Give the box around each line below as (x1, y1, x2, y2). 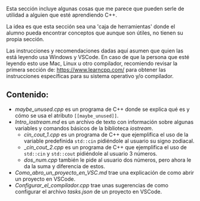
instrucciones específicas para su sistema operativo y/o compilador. (6, 73, 174, 79)
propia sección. (6, 36, 45, 42)
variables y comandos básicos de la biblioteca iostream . (14, 125, 153, 132)
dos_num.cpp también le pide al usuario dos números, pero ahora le (23, 156, 192, 163)
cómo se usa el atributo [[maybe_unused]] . (14, 112, 119, 119)
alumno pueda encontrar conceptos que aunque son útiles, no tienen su (6, 29, 183, 36)
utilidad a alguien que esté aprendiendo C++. (6, 11, 118, 18)
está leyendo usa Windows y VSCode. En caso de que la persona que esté (6, 54, 190, 60)
